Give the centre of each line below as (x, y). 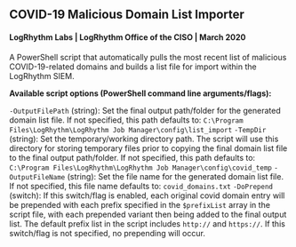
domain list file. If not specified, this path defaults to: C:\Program (126, 120)
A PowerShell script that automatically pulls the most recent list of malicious (148, 57)
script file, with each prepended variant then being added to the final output (148, 214)
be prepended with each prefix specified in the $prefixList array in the (140, 204)
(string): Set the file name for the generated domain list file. (176, 176)
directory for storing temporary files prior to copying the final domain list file (148, 148)
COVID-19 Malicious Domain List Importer (127, 15)
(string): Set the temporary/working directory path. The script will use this (144, 139)
